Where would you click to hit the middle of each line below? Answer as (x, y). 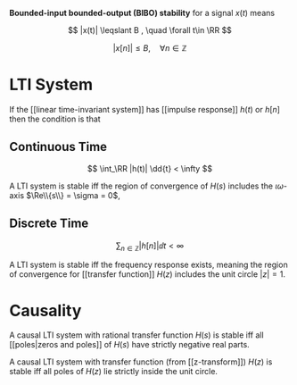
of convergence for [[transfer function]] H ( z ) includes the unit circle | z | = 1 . (147, 274)
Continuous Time (58, 147)
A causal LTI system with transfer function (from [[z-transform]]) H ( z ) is (141, 362)
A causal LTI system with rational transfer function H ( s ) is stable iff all (137, 335)
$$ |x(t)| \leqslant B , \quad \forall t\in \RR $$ (150, 30)
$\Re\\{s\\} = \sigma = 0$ (72, 195)
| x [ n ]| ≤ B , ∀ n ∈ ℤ (150, 48)
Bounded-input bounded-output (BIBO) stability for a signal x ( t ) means (142, 13)
